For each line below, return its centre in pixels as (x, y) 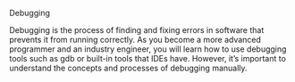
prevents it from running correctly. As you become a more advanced (135, 40)
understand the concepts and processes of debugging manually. (128, 68)
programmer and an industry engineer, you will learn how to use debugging (148, 49)
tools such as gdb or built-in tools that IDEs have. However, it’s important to (147, 58)
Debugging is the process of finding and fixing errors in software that (137, 30)
